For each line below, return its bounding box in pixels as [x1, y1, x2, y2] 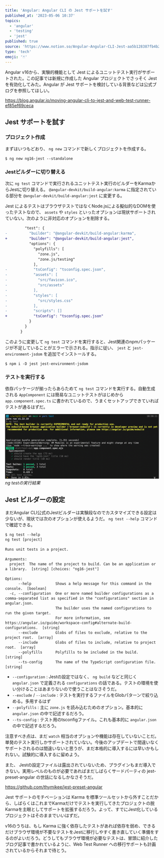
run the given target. [5, 611, 51, 615]
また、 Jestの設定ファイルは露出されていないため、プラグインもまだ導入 [5, 762, 152, 768]
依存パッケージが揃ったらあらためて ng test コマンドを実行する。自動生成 [5, 386, 155, 392]
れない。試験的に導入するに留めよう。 [5, 751, 82, 757]
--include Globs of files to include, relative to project [18, 640, 156, 645]
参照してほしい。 [18, 87, 52, 93]
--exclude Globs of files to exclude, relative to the [18, 630, 147, 635]
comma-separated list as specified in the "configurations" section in [5, 596, 154, 601]
